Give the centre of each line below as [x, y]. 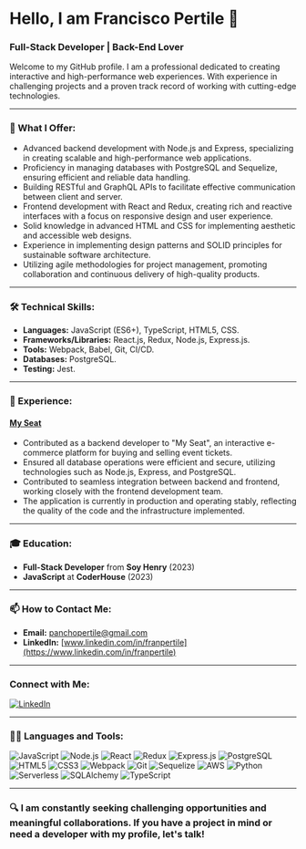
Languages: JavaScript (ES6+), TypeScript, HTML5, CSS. [131, 330]
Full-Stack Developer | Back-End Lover [97, 47]
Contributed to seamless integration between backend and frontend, [151, 481]
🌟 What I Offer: [43, 129]
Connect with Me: [50, 684]
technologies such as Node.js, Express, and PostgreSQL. [129, 472]
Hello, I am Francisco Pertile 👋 [124, 19]
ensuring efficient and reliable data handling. [107, 177]
